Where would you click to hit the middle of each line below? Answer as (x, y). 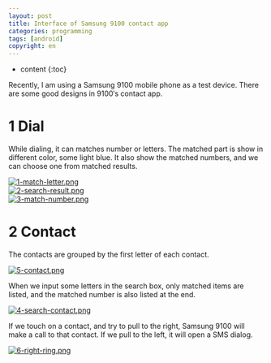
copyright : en (32, 46)
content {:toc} (43, 69)
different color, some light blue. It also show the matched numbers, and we (133, 158)
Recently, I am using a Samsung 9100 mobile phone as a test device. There (134, 85)
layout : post (30, 16)
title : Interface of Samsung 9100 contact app (88, 24)
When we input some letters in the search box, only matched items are (126, 286)
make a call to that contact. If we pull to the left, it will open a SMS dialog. (131, 335)
